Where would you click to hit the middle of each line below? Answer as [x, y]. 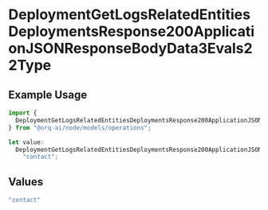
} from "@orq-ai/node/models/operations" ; [80, 128]
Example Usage [48, 94]
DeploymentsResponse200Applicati [132, 31]
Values [26, 182]
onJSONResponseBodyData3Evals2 [130, 49]
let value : [26, 142]
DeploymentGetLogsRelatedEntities [130, 15]
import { [23, 113]
